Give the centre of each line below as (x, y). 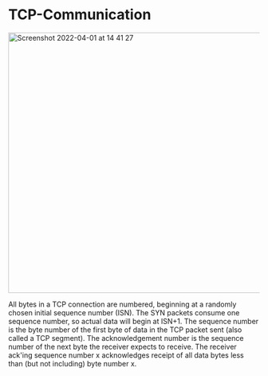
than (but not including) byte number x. (73, 363)
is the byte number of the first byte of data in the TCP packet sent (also (125, 330)
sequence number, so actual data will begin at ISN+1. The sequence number (134, 321)
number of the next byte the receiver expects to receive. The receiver (122, 346)
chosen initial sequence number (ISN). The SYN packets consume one (124, 312)
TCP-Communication (80, 15)
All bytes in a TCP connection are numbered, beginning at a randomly (122, 304)
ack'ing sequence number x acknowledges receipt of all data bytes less (126, 355)
